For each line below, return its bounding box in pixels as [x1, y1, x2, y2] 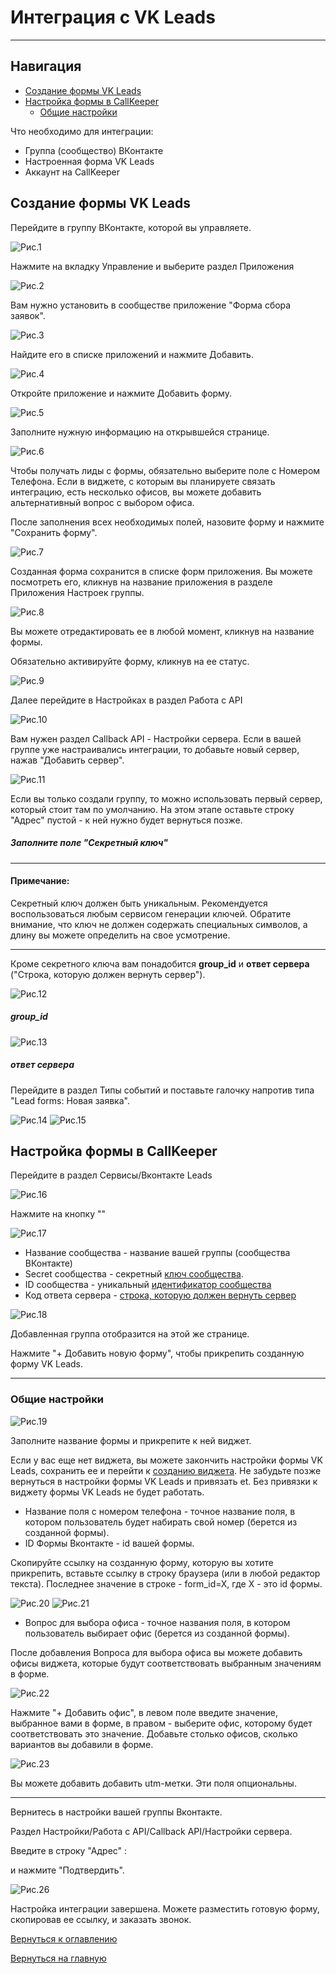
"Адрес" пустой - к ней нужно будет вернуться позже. [10, 814, 243, 826]
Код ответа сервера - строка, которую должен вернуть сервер [24, 1289, 297, 1301]
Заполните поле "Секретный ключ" [10, 837, 168, 849]
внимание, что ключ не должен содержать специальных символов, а [10, 918, 308, 930]
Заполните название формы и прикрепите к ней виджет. [10, 1434, 252, 1446]
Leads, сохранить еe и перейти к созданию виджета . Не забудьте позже [10, 1464, 322, 1476]
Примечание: [10, 875, 70, 887]
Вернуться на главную [10, 1952, 107, 1964]
